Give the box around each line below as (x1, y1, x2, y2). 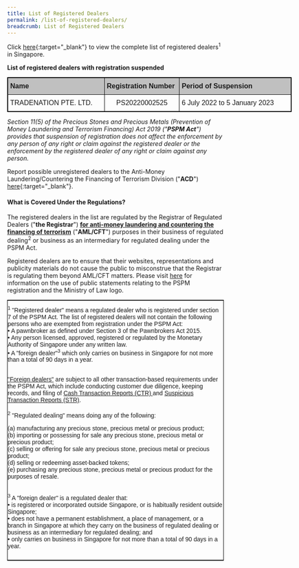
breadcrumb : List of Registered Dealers (7, 23, 125, 30)
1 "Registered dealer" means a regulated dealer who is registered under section (8, 304, 219, 314)
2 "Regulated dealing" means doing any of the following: (8, 410, 156, 419)
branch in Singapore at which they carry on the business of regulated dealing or (8, 521, 219, 529)
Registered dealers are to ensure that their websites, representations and (7, 256, 214, 265)
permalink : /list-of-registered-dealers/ (7, 17, 128, 23)
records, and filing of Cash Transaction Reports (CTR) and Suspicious (8, 389, 194, 397)
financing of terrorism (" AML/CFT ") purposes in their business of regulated (7, 228, 223, 236)
